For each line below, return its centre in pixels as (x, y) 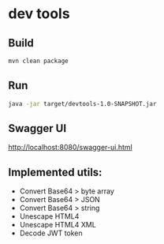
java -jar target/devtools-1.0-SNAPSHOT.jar (82, 103)
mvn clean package (38, 61)
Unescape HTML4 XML (58, 225)
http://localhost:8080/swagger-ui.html (70, 148)
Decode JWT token (51, 233)
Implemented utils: (55, 172)
